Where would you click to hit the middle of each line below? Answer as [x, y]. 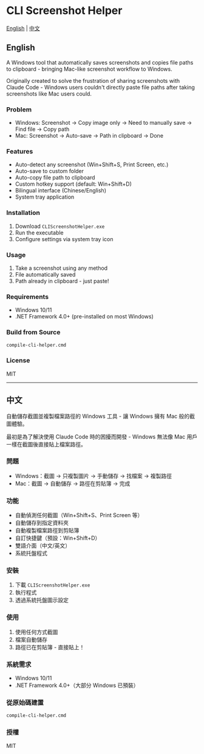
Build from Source [33, 333]
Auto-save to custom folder [49, 171]
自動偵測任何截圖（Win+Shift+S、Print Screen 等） [79, 515]
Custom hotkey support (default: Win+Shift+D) [73, 184]
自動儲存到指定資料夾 [42, 523]
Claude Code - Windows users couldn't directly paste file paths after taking [101, 87]
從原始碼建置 [25, 702]
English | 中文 [23, 28]
